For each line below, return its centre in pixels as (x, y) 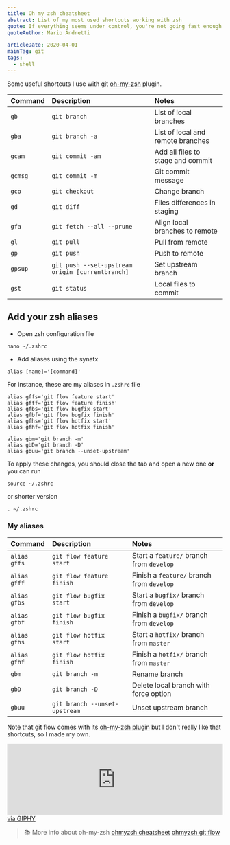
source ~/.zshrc (30, 484)
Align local (171, 222)
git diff (66, 206)
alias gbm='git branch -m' (46, 439)
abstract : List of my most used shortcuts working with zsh (95, 20)
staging (167, 211)
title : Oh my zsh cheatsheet (49, 13)
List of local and (180, 132)
